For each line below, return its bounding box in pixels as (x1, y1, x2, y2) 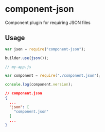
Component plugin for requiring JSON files (5, 20, 91, 25)
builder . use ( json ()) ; (5, 55, 49, 61)
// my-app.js (5, 65, 32, 69)
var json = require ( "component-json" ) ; (5, 46, 86, 52)
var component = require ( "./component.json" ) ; (5, 73, 101, 78)
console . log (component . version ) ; (5, 82, 73, 87)
